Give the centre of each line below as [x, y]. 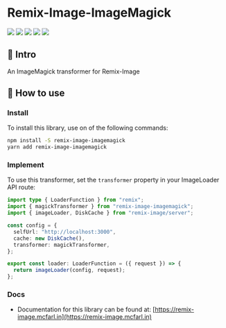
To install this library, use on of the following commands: [88, 128]
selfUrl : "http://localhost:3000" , [65, 232]
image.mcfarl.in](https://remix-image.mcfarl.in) [85, 317]
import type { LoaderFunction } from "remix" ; [76, 200]
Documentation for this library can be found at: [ [86, 309]
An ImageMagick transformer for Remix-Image [73, 71]
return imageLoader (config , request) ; [70, 270]
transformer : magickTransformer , [62, 245]
